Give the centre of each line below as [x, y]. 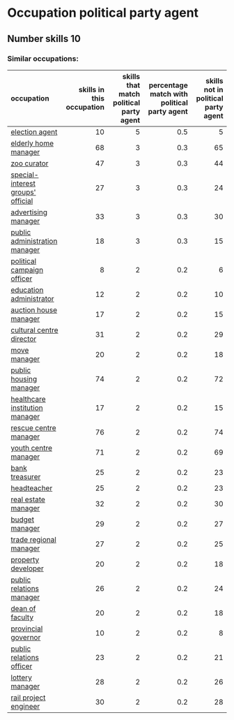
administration [34, 241]
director [24, 339]
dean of [23, 608]
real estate [28, 499]
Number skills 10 [44, 39]
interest [23, 183]
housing [24, 379]
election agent [34, 132]
